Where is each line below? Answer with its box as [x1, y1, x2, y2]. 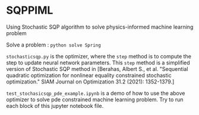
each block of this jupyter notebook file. [6, 102, 104, 109]
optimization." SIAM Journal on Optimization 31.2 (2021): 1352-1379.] [6, 78, 175, 85]
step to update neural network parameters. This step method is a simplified [6, 59, 190, 66]
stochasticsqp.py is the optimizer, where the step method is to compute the [6, 52, 192, 60]
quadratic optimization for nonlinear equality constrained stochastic [6, 72, 172, 79]
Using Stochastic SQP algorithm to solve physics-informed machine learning [6, 23, 194, 30]
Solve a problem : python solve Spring [6, 41, 101, 48]
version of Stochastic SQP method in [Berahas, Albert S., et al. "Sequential [6, 65, 188, 72]
